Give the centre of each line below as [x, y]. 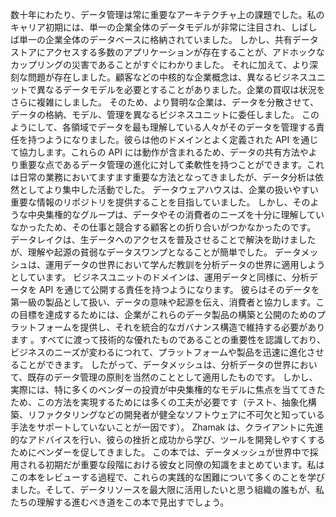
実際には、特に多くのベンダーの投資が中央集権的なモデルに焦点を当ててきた [168, 389]
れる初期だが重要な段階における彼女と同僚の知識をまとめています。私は [176, 464]
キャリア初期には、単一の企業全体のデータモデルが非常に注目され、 [151, 27]
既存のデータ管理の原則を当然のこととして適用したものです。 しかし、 [172, 377]
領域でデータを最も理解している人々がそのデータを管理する [193, 127]
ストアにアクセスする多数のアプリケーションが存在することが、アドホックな [167, 52]
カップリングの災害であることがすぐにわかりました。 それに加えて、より [160, 64]
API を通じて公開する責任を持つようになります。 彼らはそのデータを [179, 289]
